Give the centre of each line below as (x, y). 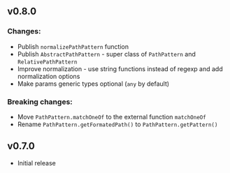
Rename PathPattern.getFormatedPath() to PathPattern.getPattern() (117, 124)
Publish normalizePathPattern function (73, 46)
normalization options (49, 76)
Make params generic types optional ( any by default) (93, 84)
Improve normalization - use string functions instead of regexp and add (120, 68)
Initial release (36, 163)
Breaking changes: (40, 102)
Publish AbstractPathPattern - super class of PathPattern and (106, 54)
